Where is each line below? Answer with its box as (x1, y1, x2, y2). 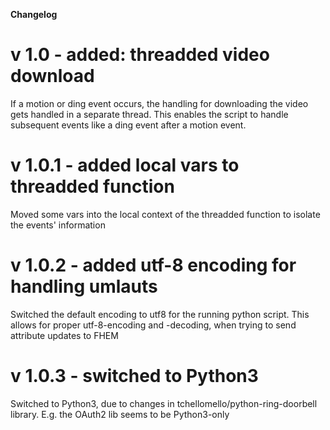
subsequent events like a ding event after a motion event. (10, 119, 247, 131)
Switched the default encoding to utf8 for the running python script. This (10, 308, 310, 320)
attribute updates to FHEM (10, 329, 119, 341)
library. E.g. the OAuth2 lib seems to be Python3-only (10, 408, 230, 420)
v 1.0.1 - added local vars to (10, 154, 240, 177)
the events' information (10, 219, 106, 231)
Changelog (10, 9, 58, 20)
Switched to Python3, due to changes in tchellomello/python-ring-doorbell (10, 397, 318, 409)
